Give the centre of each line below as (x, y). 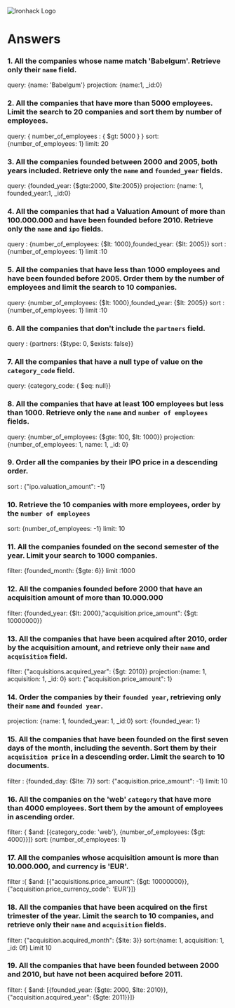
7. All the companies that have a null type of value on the (105, 361)
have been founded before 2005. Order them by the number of (116, 278)
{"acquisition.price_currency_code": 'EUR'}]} (72, 889)
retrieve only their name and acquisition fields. (87, 925)
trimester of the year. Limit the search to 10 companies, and (110, 916)
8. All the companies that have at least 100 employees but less (116, 404)
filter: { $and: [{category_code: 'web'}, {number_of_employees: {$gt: (106, 832)
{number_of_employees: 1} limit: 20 (58, 143)
